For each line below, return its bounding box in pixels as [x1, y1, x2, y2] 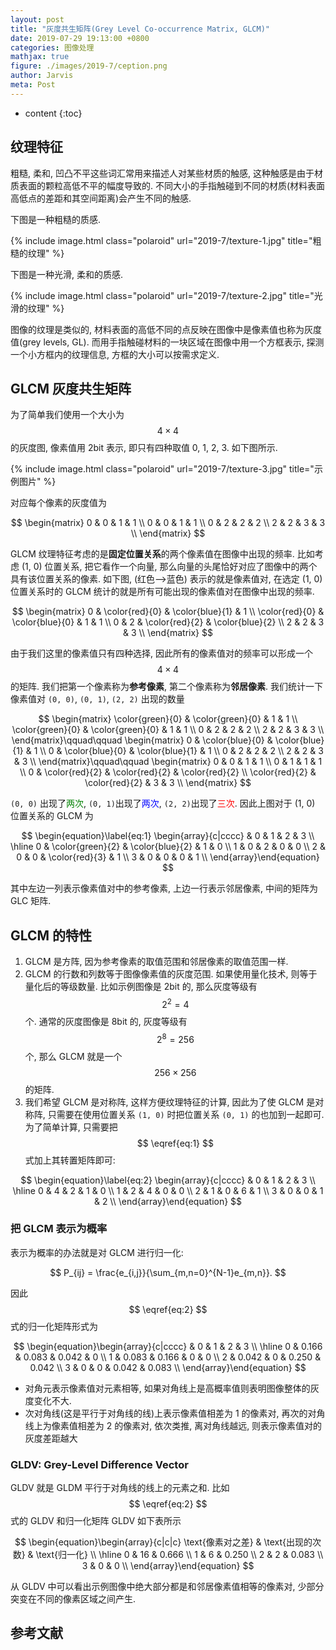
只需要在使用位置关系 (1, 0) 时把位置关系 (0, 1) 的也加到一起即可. [47, 1108, 325, 1120]
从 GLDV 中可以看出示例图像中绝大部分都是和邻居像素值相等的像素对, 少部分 [10, 1581, 325, 1593]
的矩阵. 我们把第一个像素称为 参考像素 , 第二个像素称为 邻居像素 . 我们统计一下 [10, 681, 323, 693]
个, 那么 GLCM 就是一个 [24, 1050, 123, 1062]
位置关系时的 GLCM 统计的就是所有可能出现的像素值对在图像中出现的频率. [10, 586, 315, 598]
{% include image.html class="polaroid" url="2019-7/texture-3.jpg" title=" [10, 463, 315, 475]
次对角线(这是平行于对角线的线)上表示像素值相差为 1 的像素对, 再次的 [24, 1407, 308, 1419]
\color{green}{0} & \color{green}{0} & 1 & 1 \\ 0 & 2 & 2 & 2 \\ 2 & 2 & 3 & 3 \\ [11, 724, 325, 736]
